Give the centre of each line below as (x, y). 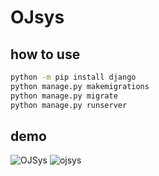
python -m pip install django (73, 77)
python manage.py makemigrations (80, 86)
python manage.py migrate (64, 96)
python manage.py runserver (69, 105)
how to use (45, 54)
